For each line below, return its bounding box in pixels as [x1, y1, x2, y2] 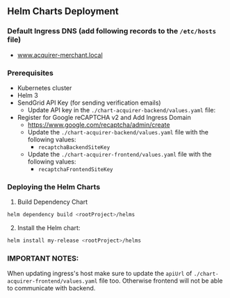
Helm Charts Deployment [7, 6, 120, 17]
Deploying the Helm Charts [7, 182, 101, 191]
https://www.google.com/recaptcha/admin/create [27, 121, 170, 129]
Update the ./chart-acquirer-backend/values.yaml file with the [27, 128, 208, 136]
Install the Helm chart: [17, 224, 81, 232]
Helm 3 [17, 91, 38, 99]
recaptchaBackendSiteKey [38, 143, 110, 151]
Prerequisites [7, 68, 54, 78]
